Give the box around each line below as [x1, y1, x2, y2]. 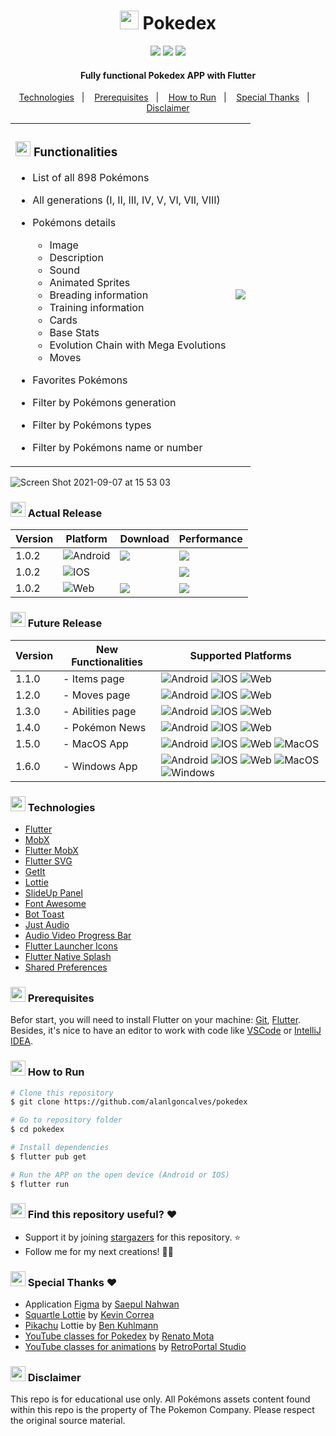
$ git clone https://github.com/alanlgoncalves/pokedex [10, 1097, 248, 1107]
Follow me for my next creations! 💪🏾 [24, 1245, 174, 1257]
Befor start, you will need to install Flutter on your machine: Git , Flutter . [10, 1014, 302, 1026]
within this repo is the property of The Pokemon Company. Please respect [10, 1404, 315, 1416]
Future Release [27, 616, 103, 630]
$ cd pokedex [10, 1125, 65, 1135]
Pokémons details [32, 216, 117, 230]
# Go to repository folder [10, 1115, 123, 1125]
